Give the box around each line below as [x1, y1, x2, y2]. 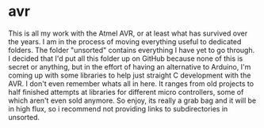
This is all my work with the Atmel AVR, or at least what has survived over [8, 28, 248, 38]
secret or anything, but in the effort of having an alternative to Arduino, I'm [8, 62, 251, 71]
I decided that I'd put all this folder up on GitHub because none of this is [8, 54, 243, 63]
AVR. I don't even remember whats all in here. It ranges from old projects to [8, 78, 254, 88]
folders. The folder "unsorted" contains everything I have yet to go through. [8, 45, 255, 55]
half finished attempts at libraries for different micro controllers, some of [8, 87, 244, 96]
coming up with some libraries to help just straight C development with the [8, 70, 251, 80]
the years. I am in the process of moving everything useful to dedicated [8, 36, 242, 46]
